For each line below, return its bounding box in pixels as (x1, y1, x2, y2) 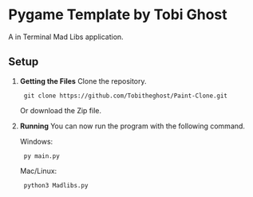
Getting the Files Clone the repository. (19, 76, 147, 85)
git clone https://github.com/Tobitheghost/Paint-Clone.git (23, 92, 228, 100)
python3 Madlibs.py (23, 181, 89, 189)
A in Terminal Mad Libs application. (8, 32, 124, 41)
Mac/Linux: (19, 166, 57, 175)
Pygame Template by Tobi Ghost (8, 6, 227, 24)
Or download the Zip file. (19, 105, 102, 115)
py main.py (23, 152, 60, 160)
